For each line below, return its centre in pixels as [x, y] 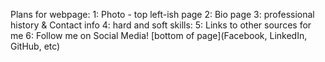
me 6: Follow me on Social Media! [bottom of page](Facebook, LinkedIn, [159, 35]
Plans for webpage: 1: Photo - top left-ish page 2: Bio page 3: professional [162, 14]
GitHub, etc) [35, 46]
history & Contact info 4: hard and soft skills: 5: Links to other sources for [161, 25]
